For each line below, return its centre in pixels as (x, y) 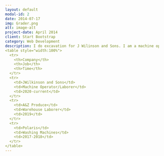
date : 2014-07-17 (23, 19)
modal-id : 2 (17, 14)
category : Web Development (32, 42)
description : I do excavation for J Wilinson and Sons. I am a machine (79, 46)
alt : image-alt (20, 28)
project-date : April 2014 (31, 32)
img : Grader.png (21, 23)
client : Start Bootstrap (30, 37)
